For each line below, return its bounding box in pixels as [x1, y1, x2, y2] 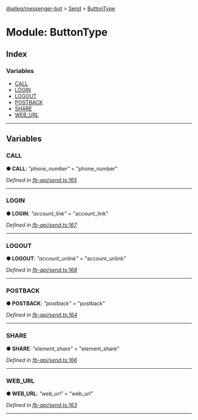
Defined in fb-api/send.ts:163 [6, 402, 78, 409]
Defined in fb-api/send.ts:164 [6, 312, 78, 319]
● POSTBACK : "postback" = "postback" [6, 300, 105, 307]
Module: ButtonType [6, 26, 108, 39]
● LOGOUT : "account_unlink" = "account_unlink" [6, 255, 127, 262]
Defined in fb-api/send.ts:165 [6, 176, 77, 183]
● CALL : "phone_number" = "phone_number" [6, 165, 118, 172]
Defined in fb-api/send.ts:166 [6, 356, 78, 363]
